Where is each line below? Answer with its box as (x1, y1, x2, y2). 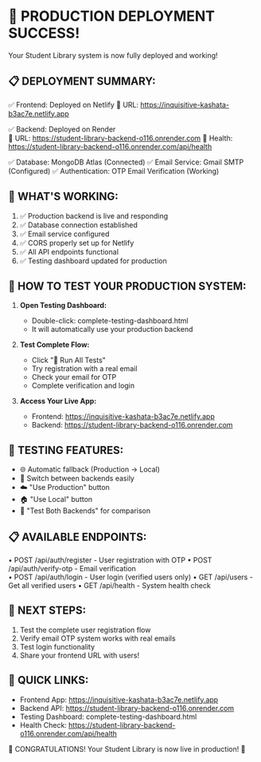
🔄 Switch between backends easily (19, 474, 135, 484)
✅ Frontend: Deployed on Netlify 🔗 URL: (8, 100, 139, 109)
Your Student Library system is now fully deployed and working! (8, 50, 218, 60)
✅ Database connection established (19, 219, 138, 230)
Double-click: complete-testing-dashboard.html (31, 316, 189, 326)
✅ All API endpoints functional (19, 247, 119, 256)
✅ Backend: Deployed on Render (8, 124, 116, 134)
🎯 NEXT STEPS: (8, 604, 86, 618)
